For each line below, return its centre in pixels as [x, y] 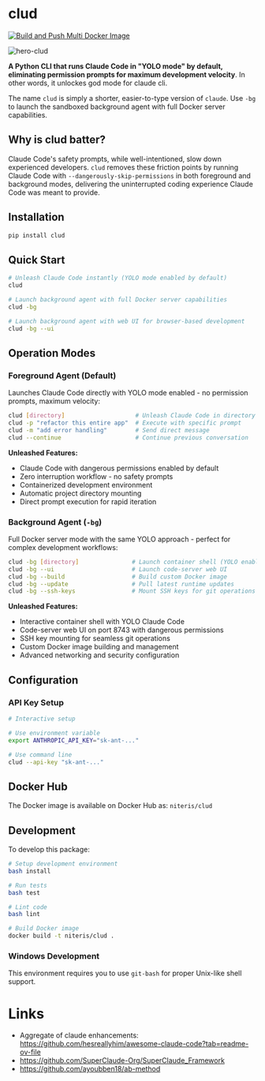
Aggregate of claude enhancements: [79, 1035]
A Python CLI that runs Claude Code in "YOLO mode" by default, [116, 66]
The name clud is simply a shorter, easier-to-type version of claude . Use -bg [132, 98]
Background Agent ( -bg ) [55, 522]
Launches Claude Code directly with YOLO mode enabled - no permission [128, 393]
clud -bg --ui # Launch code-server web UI [118, 569]
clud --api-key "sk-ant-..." [56, 762]
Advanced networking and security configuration [99, 655]
